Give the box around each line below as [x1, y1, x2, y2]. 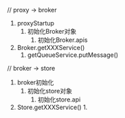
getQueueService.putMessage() [27, 51, 119, 59]
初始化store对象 [27, 87, 73, 95]
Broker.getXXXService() [16, 44, 85, 51]
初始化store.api [37, 95, 81, 104]
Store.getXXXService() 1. [16, 103, 88, 111]
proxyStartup [16, 19, 55, 27]
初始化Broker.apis [37, 36, 88, 44]
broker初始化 [16, 78, 54, 86]
